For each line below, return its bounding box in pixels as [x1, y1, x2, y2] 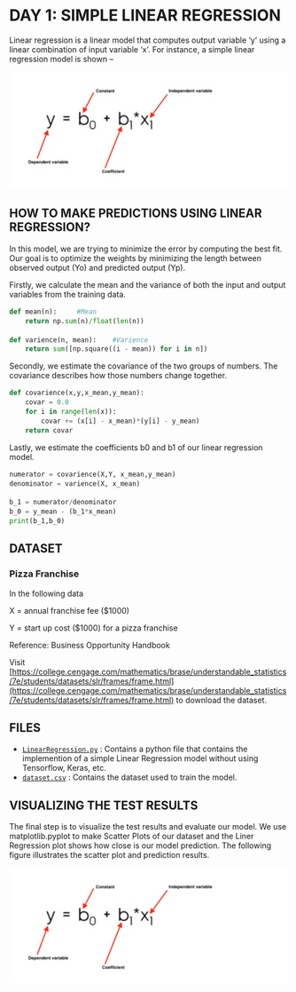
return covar [25, 425, 74, 435]
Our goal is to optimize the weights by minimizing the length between [9, 252, 262, 263]
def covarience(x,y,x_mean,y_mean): [9, 388, 144, 398]
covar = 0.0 [25, 398, 69, 407]
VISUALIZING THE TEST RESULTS [9, 798, 199, 813]
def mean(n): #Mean [9, 307, 97, 316]
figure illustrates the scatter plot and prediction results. [9, 850, 210, 861]
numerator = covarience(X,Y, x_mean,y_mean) [9, 470, 176, 479]
